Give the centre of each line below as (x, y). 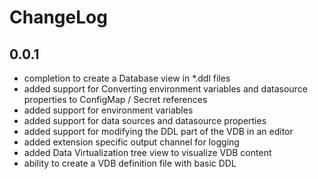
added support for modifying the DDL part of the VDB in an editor (158, 131)
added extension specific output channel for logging (131, 142)
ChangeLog (58, 17)
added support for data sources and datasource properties (145, 120)
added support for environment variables (108, 110)
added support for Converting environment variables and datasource (165, 89)
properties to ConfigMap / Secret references (115, 99)
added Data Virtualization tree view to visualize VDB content (147, 152)
